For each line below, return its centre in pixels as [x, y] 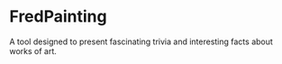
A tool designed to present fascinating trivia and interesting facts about [141, 41]
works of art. [33, 50]
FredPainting [58, 17]
